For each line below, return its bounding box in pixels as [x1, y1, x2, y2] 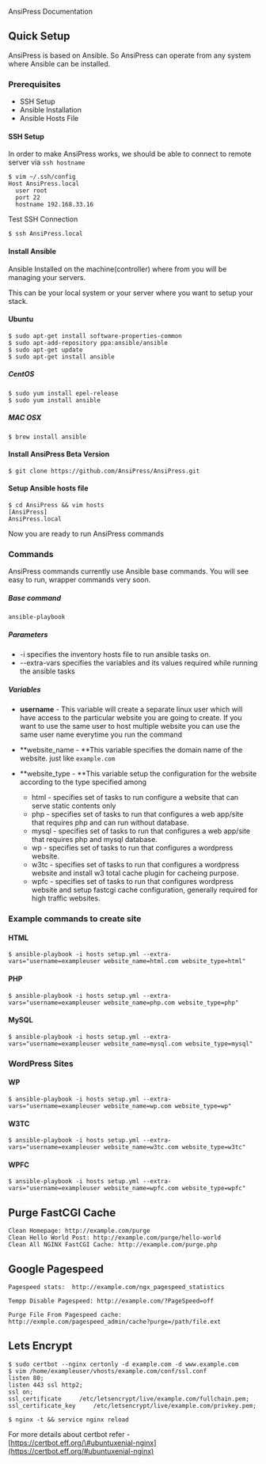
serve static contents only [31, 801, 116, 810]
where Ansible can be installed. [8, 59, 111, 68]
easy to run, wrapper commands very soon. [8, 575, 151, 585]
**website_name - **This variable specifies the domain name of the [19, 745, 243, 755]
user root [15, 187, 47, 195]
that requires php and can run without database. [31, 818, 189, 828]
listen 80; [8, 1374, 44, 1382]
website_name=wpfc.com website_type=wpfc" [104, 1185, 246, 1193]
